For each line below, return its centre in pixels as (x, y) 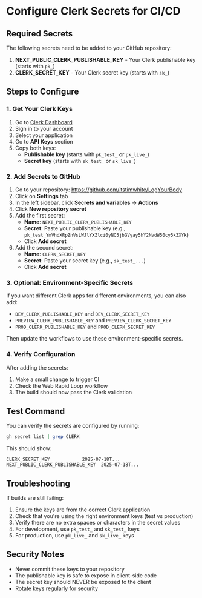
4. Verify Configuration (41, 354)
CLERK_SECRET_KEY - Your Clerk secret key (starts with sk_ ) (92, 73)
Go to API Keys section (44, 141)
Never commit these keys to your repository (70, 569)
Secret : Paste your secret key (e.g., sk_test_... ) (85, 260)
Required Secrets (40, 34)
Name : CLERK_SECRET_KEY (55, 254)
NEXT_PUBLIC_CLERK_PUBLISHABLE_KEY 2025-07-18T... (73, 465)
